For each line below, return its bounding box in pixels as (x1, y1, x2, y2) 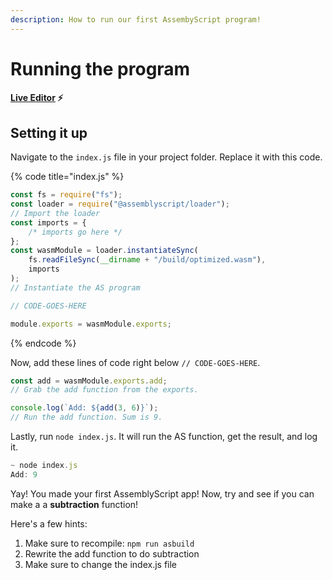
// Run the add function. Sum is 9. (10, 412, 163, 423)
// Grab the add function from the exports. (10, 385, 199, 395)
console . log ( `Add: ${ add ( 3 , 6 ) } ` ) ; (10, 403, 159, 413)
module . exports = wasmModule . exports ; (10, 319, 172, 329)
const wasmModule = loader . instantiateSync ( (10, 246, 199, 256)
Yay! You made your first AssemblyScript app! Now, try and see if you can (10, 487, 315, 500)
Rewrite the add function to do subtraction (24, 547, 200, 560)
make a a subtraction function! (10, 498, 139, 510)
